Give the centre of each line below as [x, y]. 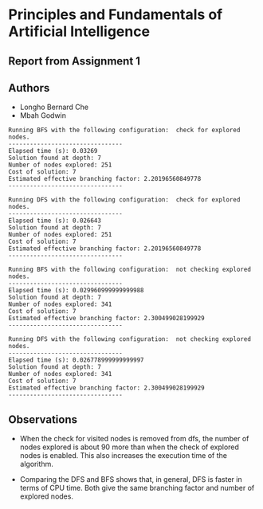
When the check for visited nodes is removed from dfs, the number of [134, 439]
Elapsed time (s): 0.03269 [53, 151]
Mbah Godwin [43, 116]
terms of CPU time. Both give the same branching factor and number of [137, 488]
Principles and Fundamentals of [116, 15]
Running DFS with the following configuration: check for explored [124, 200]
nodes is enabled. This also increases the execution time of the [123, 456]
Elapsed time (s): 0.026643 [55, 221]
